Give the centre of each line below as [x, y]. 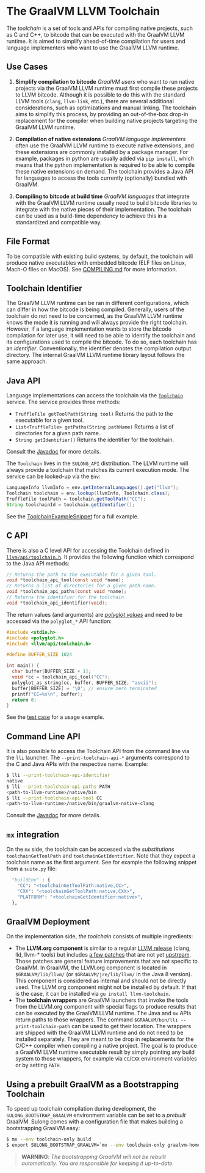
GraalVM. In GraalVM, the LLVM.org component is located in [91, 968]
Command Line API [43, 736]
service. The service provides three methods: [63, 402]
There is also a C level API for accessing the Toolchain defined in [88, 550]
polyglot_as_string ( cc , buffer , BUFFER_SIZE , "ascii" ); [84, 683]
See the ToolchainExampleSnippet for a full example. [73, 516]
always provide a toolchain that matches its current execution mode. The [98, 470]
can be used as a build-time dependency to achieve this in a [91, 216]
